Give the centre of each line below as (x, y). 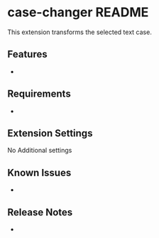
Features (27, 54)
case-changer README (78, 12)
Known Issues (39, 172)
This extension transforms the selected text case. (80, 32)
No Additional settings (40, 151)
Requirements (39, 94)
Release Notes (40, 212)
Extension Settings (50, 133)
